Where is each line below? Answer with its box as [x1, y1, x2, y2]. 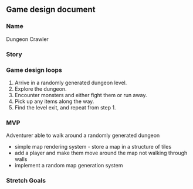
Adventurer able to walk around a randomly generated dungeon [6, 132, 160, 139]
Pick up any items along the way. [14, 98, 94, 105]
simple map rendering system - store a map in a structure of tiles [14, 143, 172, 150]
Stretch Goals [6, 177, 46, 185]
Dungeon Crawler [6, 35, 49, 43]
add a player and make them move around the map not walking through [14, 149, 188, 157]
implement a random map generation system [14, 162, 123, 169]
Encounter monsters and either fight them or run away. [14, 91, 147, 98]
